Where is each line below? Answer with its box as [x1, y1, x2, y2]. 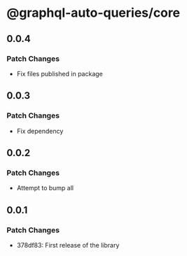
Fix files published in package [16, 69, 103, 78]
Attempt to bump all [16, 184, 74, 192]
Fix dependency [16, 127, 64, 135]
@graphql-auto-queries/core [6, 5, 180, 21]
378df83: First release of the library [16, 241, 120, 249]
